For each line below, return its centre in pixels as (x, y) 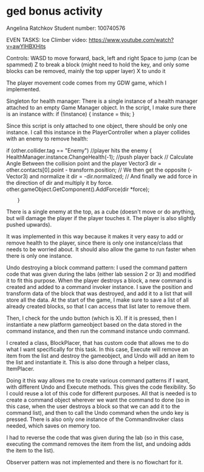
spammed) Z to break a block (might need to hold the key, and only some (98, 64)
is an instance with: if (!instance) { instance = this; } (70, 114)
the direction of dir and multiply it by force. (60, 182)
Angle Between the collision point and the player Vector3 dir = (84, 163)
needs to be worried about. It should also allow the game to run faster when (101, 249)
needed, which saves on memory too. (53, 425)
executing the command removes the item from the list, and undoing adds (99, 444)
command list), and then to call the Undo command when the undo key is (98, 412)
